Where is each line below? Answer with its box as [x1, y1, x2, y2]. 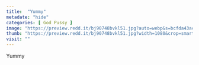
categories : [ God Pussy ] [6, 19, 73, 25]
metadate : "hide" [6, 14, 49, 20]
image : [6, 25, 23, 31]
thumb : [6, 31, 23, 37]
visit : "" [6, 36, 31, 42]
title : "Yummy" [6, 8, 46, 15]
